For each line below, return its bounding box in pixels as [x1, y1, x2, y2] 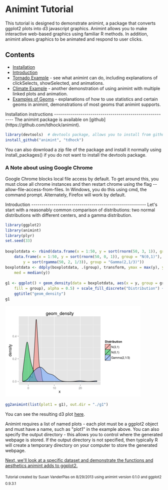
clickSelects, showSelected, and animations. [12, 80, 104, 86]
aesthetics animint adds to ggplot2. [5, 462, 78, 468]
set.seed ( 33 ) [5, 238, 32, 243]
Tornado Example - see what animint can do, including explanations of [12, 74, 158, 81]
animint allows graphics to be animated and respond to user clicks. [5, 36, 143, 42]
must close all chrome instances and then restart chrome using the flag [5, 181, 152, 187]
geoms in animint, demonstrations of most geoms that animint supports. [12, 101, 161, 107]
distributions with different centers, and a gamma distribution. [5, 212, 132, 218]
